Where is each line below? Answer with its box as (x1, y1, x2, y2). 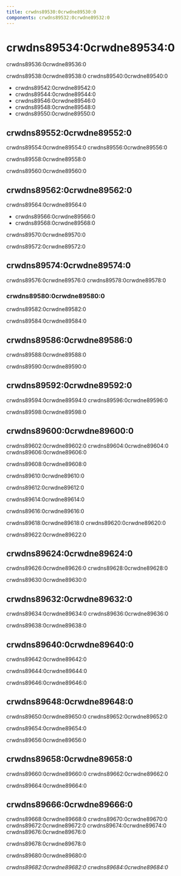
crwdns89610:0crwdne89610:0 (6, 472, 85, 479)
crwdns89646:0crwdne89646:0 (6, 679, 87, 686)
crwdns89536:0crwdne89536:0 (6, 61, 87, 68)
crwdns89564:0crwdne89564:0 (6, 201, 87, 208)
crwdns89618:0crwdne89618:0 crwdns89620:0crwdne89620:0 (6, 519, 166, 526)
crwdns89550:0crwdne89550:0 (15, 110, 95, 117)
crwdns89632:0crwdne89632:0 (6, 594, 132, 604)
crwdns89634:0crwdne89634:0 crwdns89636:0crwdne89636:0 (6, 610, 169, 617)
